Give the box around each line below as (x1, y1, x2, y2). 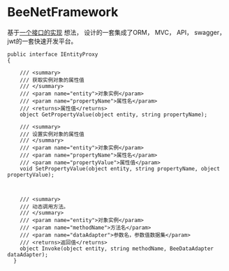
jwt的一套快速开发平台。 (7, 36, 77, 45)
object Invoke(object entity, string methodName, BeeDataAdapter (20, 245, 214, 252)
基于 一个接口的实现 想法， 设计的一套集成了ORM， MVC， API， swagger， (7, 28, 226, 36)
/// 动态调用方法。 (20, 203, 69, 210)
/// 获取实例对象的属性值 (20, 76, 85, 84)
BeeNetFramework (7, 4, 119, 20)
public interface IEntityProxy (7, 50, 98, 58)
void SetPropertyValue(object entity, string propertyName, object (20, 165, 220, 172)
